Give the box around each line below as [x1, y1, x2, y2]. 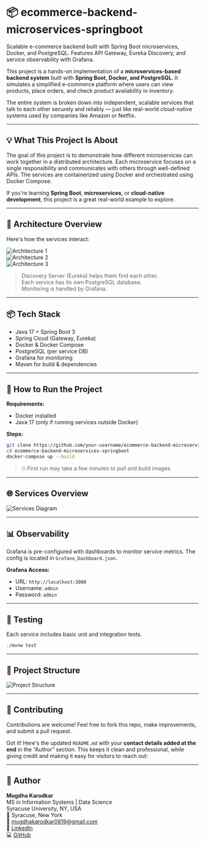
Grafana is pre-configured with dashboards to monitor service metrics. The [6, 548, 196, 555]
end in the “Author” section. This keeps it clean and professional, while [6, 746, 184, 753]
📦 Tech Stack [6, 309, 61, 319]
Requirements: [6, 400, 45, 408]
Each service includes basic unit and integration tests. [6, 630, 142, 638]
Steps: [6, 430, 23, 438]
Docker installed [15, 412, 57, 419]
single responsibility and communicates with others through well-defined [6, 164, 190, 171]
